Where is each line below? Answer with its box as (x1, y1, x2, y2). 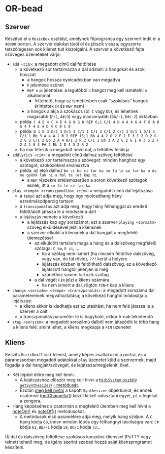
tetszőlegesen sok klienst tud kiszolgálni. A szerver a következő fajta (5, 46, 144, 52)
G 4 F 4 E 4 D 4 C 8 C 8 (19, 124, 71, 129)
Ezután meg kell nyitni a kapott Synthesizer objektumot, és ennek (19, 387, 153, 393)
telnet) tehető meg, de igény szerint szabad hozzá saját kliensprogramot (5, 439, 152, 445)
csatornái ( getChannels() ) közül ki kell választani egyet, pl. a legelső (19, 392, 158, 398)
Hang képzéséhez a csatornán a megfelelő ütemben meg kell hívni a (12, 403, 151, 409)
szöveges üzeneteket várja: (5, 51, 61, 57)
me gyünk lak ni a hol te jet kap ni (19, 173, 98, 178)
